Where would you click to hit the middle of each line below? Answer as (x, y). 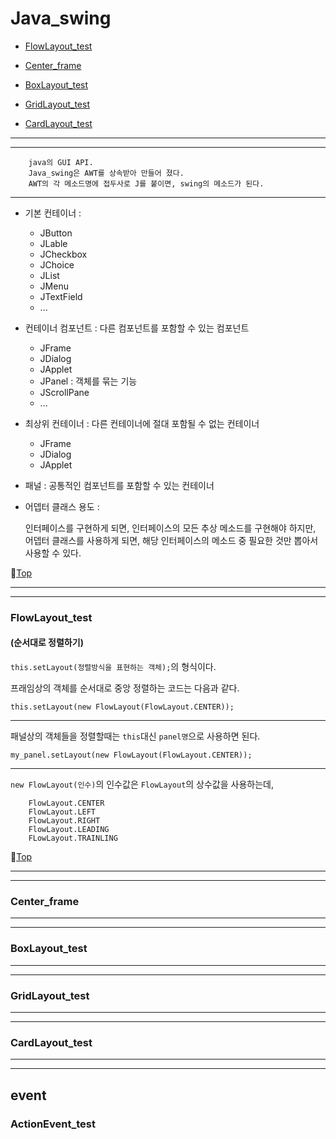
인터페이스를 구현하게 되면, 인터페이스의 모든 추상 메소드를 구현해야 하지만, (170, 528)
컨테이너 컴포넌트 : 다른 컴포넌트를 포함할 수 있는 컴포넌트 (137, 328)
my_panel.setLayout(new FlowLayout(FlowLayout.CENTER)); (131, 755)
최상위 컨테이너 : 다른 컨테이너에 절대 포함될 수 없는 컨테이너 (142, 423)
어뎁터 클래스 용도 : (62, 506)
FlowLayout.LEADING (69, 830)
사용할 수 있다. (53, 553)
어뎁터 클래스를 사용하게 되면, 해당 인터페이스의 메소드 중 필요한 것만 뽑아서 (171, 540)
